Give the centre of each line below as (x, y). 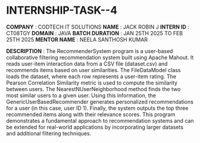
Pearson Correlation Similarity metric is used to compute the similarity (92, 83)
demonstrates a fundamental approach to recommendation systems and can (100, 120)
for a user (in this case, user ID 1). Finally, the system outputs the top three (97, 108)
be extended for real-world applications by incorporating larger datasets (95, 127)
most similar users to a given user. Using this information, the (81, 95)
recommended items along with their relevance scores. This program (91, 114)
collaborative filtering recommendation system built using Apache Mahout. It (100, 57)
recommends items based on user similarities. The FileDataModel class (93, 70)
